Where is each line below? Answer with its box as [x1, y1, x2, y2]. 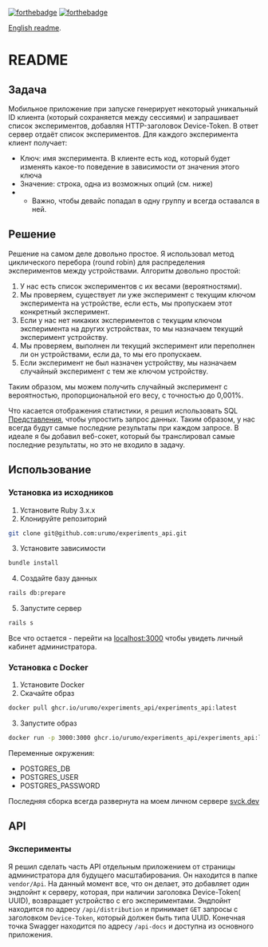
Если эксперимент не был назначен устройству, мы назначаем [19, 358, 237, 367]
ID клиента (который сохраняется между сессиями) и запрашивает [8, 113, 239, 122]
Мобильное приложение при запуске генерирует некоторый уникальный [8, 104, 258, 114]
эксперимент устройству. [19, 332, 108, 342]
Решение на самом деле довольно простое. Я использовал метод [8, 249, 235, 258]
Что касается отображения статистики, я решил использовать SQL [8, 406, 238, 415]
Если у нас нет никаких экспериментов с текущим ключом [19, 315, 222, 325]
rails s [8, 619, 34, 627]
